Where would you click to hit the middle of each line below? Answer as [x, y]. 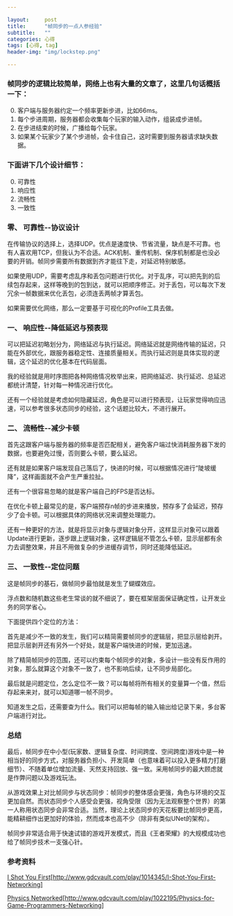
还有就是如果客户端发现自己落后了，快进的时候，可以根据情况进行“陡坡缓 [112, 468]
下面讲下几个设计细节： [46, 165]
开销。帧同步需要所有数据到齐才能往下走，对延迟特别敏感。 [104, 261]
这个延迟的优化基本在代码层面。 [65, 361]
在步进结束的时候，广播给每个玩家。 [69, 128]
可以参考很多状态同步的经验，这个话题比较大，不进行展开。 [104, 409]
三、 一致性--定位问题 [43, 567]
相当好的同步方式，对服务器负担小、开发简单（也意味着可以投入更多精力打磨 [116, 760]
